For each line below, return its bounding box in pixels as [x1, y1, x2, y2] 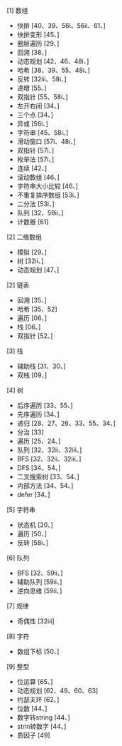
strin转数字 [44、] [16, 722, 67, 730]
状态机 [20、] [16, 521, 54, 529]
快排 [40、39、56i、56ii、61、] [16, 21, 106, 30]
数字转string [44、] [16, 713, 70, 722]
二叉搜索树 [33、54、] [16, 473, 79, 481]
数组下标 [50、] [16, 648, 60, 655]
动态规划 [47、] [16, 266, 60, 274]
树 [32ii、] [16, 257, 44, 265]
